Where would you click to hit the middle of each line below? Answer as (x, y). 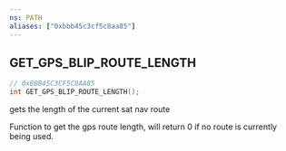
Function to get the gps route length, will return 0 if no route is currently (143, 127)
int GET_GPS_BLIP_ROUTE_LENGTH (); (75, 92)
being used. (32, 137)
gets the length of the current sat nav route (90, 109)
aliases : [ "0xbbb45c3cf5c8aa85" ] (73, 26)
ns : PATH (26, 18)
